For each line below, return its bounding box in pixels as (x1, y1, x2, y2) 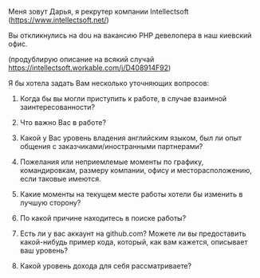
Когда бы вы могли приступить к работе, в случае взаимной (19, 94, 227, 103)
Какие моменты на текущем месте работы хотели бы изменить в (19, 190, 243, 198)
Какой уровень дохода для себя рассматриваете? (19, 261, 192, 270)
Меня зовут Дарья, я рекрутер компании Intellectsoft (8, 7, 189, 16)
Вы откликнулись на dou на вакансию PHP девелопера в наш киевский (8, 31, 252, 40)
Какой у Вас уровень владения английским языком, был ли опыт (19, 133, 242, 143)
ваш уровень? (19, 246, 69, 255)
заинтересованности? (19, 103, 96, 112)
